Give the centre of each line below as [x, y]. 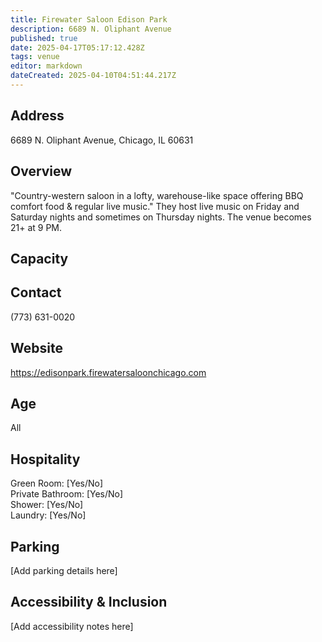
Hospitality [45, 459]
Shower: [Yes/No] [47, 505]
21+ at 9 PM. [36, 227]
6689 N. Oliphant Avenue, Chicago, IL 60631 [102, 140]
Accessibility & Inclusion [89, 602]
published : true [44, 38]
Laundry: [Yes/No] [48, 515]
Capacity [39, 258]
